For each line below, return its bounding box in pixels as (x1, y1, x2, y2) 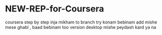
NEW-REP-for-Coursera (5, 3, 104, 14)
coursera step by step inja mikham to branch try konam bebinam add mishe (5, 19, 158, 25)
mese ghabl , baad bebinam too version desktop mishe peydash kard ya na (5, 24, 157, 30)
